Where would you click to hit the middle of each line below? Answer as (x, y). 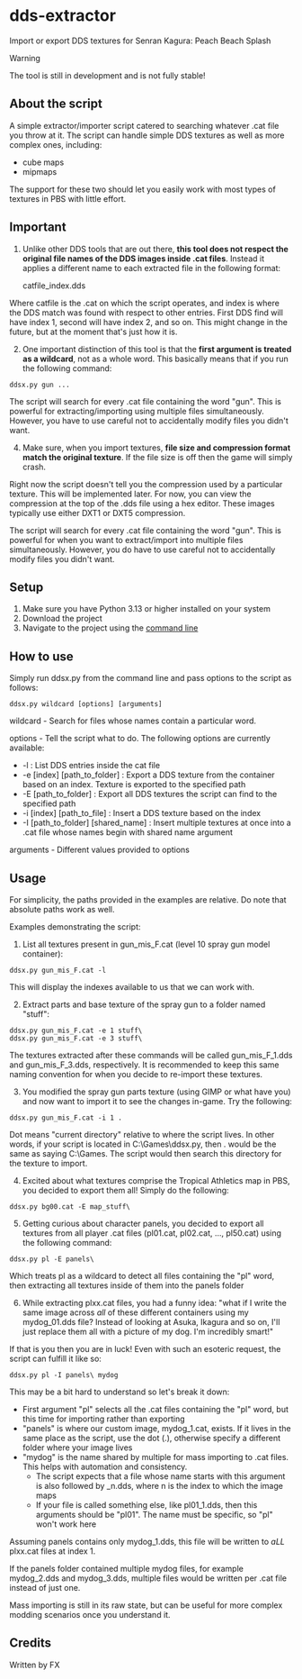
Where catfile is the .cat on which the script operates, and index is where (145, 303)
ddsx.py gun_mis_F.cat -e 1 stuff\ (76, 1030)
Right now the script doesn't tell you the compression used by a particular (146, 484)
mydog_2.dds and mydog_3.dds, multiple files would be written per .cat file (148, 1578)
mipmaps (40, 171)
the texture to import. (49, 1163)
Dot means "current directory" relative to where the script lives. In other (142, 1134)
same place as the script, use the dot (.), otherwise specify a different (151, 1438)
